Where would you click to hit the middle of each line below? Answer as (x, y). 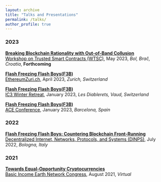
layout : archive (22, 10)
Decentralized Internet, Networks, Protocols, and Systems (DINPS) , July (80, 139)
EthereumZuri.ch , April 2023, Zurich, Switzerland (57, 79)
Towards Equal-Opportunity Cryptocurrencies (55, 169)
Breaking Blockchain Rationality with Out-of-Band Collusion (70, 53)
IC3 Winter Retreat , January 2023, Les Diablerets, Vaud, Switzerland (77, 94)
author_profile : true (28, 24)
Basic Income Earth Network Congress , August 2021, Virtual (68, 174)
